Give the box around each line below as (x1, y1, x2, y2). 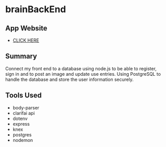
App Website (5, 24, 48, 33)
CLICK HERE (12, 37, 39, 43)
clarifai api (12, 110, 35, 116)
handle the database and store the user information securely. (5, 76, 134, 82)
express (12, 121, 30, 127)
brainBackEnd (5, 4, 66, 15)
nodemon (12, 137, 33, 143)
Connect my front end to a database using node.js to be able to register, (5, 65, 157, 72)
